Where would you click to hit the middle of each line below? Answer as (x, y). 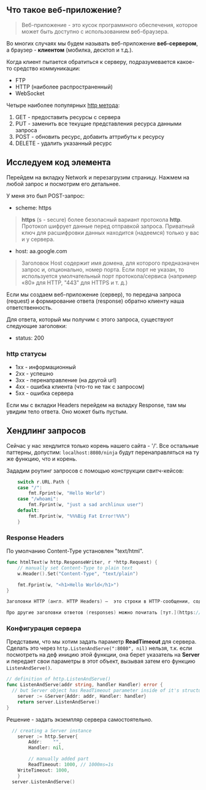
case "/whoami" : (38, 499)
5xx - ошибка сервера (44, 393)
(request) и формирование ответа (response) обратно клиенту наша (95, 301)
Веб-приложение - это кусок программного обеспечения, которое (109, 25)
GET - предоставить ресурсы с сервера (68, 117)
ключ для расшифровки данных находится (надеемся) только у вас (110, 232)
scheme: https (33, 208)
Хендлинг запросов (46, 431)
